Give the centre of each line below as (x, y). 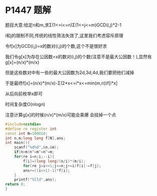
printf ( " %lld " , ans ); (35, 180)
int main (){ (17, 143)
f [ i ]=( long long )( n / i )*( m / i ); (54, 161)
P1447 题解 (28, 10)
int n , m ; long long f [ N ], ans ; (35, 138)
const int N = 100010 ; (27, 133)
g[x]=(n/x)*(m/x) (22, 62)
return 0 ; (15, 185)
